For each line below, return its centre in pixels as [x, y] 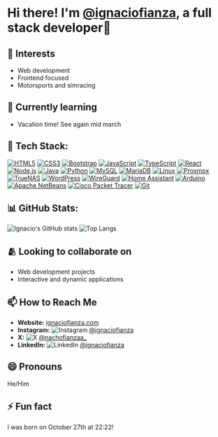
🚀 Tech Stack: [38, 146]
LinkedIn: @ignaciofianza [71, 345]
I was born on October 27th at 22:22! [60, 427]
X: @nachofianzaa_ [52, 338]
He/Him [18, 384]
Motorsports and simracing [56, 85]
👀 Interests [31, 54]
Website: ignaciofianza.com [58, 323]
